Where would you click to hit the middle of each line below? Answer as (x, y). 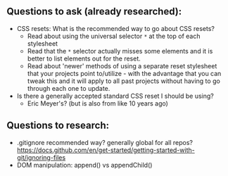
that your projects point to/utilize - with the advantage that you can (124, 73)
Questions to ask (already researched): (94, 12)
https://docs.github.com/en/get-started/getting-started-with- (106, 150)
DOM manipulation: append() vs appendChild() (84, 165)
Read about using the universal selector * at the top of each (114, 36)
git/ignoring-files (41, 157)
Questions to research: (58, 126)
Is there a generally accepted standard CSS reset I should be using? (115, 96)
